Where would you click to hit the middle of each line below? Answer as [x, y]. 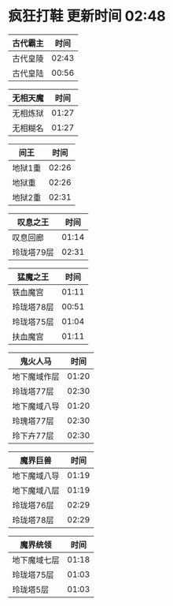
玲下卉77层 [33, 436]
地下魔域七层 [36, 559]
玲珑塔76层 [33, 505]
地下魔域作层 [36, 376]
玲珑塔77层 [33, 391]
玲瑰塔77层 [33, 421]
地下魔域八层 [36, 490]
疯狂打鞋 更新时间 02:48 [87, 16]
